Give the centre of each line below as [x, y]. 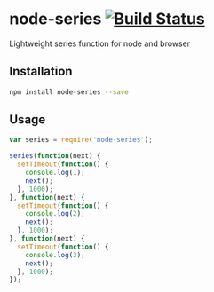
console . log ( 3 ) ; [55, 255]
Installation [41, 71]
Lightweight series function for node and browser [100, 43]
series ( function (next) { [55, 156]
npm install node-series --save [69, 92]
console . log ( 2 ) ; [55, 214]
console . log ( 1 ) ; [55, 173]
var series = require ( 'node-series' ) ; [81, 140]
